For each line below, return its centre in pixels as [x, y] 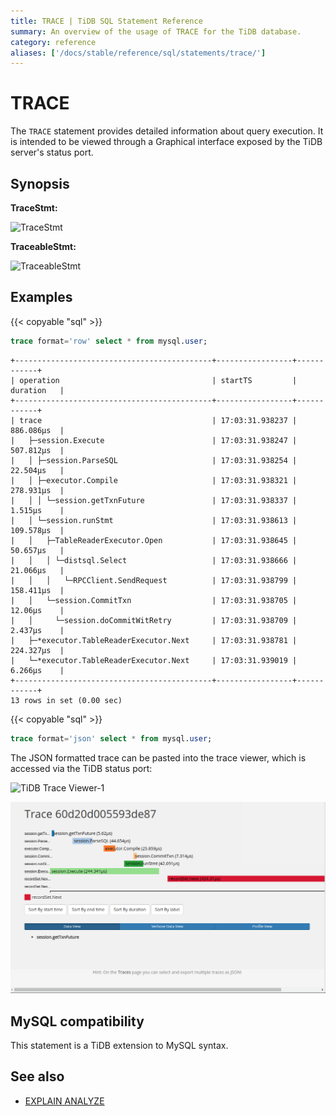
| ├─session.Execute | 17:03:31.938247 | [154, 440]
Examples [41, 297]
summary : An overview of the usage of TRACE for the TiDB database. [156, 31]
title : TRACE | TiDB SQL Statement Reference [106, 21]
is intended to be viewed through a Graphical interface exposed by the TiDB [166, 142]
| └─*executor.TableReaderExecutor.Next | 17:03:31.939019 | [154, 660]
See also [37, 1076]
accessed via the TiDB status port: [81, 768]
